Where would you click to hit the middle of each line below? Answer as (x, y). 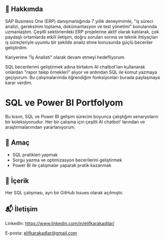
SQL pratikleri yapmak (35, 155)
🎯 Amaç (17, 143)
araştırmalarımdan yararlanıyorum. (40, 127)
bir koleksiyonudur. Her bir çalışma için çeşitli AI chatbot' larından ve (75, 122)
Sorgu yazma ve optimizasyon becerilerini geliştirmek (67, 160)
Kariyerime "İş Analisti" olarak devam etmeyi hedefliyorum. (65, 57)
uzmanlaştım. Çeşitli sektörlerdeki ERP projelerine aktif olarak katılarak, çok (82, 32)
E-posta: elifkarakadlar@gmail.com (41, 233)
